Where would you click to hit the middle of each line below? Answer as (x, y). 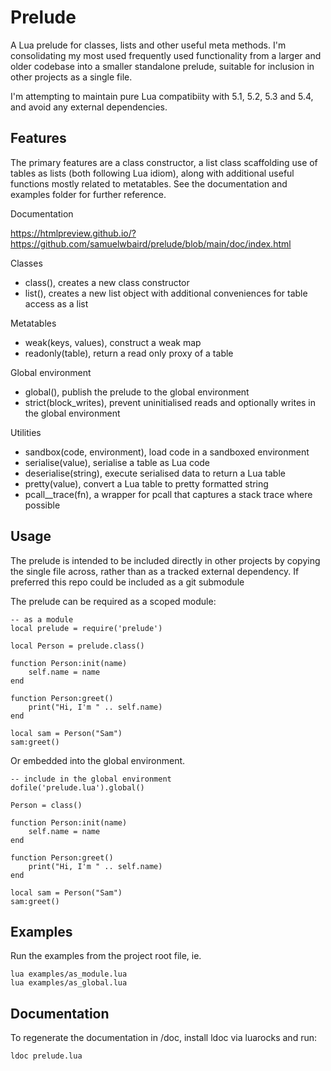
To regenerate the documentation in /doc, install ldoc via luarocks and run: (163, 1038)
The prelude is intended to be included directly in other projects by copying (165, 560)
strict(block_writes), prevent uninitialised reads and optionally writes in (170, 402)
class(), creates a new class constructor (107, 282)
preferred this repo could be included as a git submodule (127, 582)
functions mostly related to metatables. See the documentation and (149, 183)
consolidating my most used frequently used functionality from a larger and (166, 55)
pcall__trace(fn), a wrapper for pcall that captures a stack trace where (168, 494)
